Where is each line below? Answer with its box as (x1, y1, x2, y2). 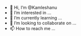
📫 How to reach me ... (9, 26, 55, 31)
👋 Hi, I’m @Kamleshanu (9, 5, 57, 10)
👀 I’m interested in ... (9, 10, 52, 16)
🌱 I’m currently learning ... (9, 15, 62, 20)
